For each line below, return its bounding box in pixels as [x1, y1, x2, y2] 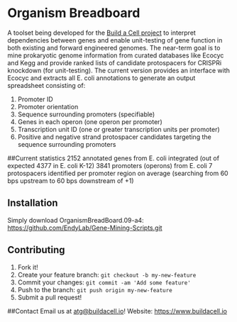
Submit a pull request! [17, 293, 82, 301]
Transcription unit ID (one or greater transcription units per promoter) [17, 125, 220, 133]
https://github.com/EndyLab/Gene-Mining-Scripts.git [7, 223, 162, 232]
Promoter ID [17, 94, 53, 104]
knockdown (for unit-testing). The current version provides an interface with [7, 66, 231, 74]
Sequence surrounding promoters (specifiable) [17, 110, 155, 118]
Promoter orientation [17, 102, 79, 111]
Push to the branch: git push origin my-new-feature [17, 285, 172, 294]
